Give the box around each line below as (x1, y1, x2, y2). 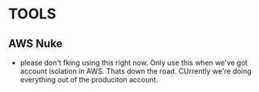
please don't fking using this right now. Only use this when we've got (19, 58, 249, 67)
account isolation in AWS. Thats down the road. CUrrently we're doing (19, 66, 252, 76)
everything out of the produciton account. (19, 75, 159, 84)
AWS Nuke (8, 37, 63, 50)
